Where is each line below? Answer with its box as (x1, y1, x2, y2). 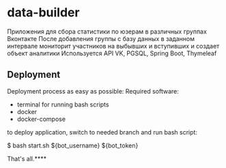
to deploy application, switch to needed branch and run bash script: (7, 128, 198, 136)
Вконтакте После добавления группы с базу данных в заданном (7, 34, 195, 42)
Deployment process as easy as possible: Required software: (7, 87, 180, 95)
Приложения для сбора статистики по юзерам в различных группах (7, 27, 207, 36)
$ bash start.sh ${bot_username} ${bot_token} (7, 141, 139, 150)
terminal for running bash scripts (16, 100, 109, 109)
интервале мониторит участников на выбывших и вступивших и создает (7, 42, 220, 50)
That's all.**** (7, 154, 47, 163)
